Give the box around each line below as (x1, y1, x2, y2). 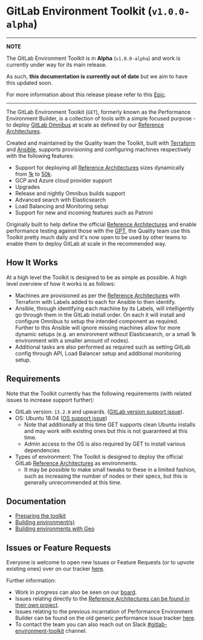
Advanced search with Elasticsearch (14, 196, 106, 203)
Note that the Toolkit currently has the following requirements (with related (6, 389, 192, 397)
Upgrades (14, 183, 40, 190)
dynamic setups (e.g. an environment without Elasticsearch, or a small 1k (14, 330, 196, 337)
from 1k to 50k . (14, 170, 53, 177)
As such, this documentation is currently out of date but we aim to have (6, 73, 188, 80)
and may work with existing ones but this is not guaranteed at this (24, 427, 188, 434)
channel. (65, 627, 87, 635)
